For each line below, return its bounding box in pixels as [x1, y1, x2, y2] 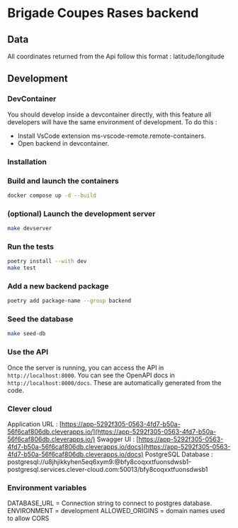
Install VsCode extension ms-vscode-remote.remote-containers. [17, 131, 207, 140]
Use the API [7, 347, 48, 357]
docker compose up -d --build [7, 192, 97, 199]
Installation [7, 156, 47, 166]
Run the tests [7, 242, 55, 252]
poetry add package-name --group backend [7, 297, 132, 305]
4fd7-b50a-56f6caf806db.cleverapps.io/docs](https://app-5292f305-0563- [7, 442, 231, 451]
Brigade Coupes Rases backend [7, 5, 199, 21]
